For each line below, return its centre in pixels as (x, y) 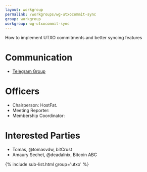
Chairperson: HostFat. (35, 105)
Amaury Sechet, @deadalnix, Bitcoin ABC (55, 155)
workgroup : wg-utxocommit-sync (37, 24)
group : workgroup (23, 19)
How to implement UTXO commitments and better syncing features (74, 38)
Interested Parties (43, 136)
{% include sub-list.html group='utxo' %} (47, 165)
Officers (22, 91)
